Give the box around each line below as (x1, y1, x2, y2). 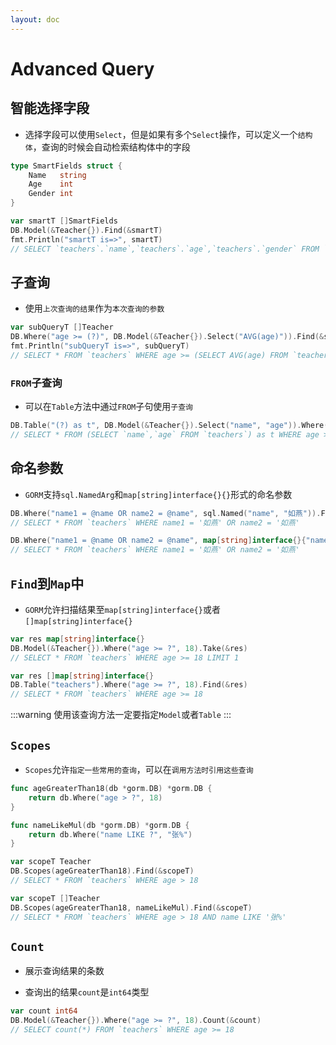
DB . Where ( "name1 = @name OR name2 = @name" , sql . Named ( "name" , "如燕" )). (10, 508, 322, 518)
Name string (28, 170, 87, 180)
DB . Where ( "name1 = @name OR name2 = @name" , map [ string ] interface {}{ (10, 536, 307, 546)
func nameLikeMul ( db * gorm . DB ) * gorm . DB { (10, 820, 190, 830)
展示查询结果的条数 (24, 965, 105, 977)
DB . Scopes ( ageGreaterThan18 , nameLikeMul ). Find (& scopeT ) (10, 902, 253, 913)
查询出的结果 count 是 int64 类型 (24, 986, 150, 998)
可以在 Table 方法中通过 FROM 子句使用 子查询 (24, 401, 193, 413)
